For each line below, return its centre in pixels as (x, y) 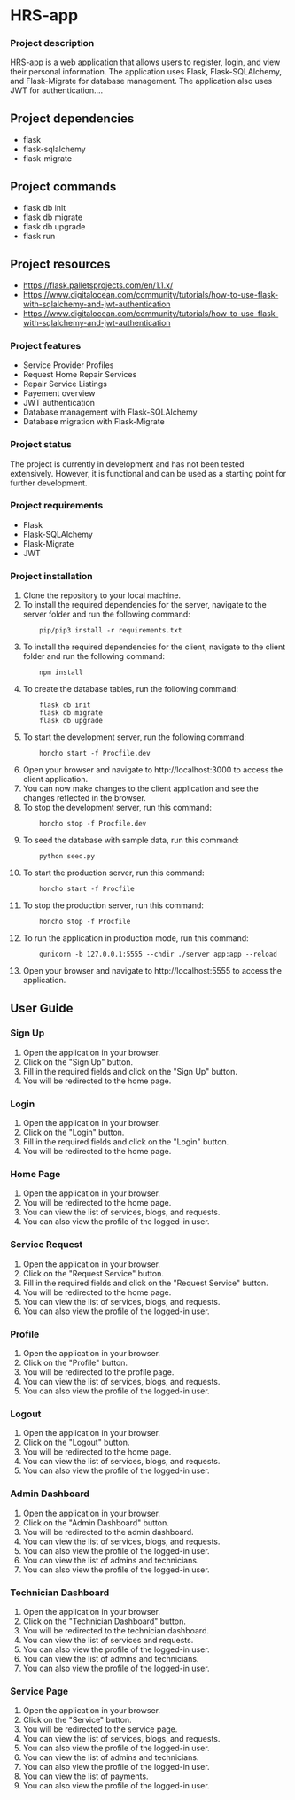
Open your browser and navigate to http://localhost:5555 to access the (152, 971)
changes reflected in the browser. (85, 798)
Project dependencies (72, 118)
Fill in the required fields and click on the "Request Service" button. (145, 1283)
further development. (49, 483)
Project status (41, 445)
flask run (39, 237)
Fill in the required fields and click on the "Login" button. (126, 1142)
